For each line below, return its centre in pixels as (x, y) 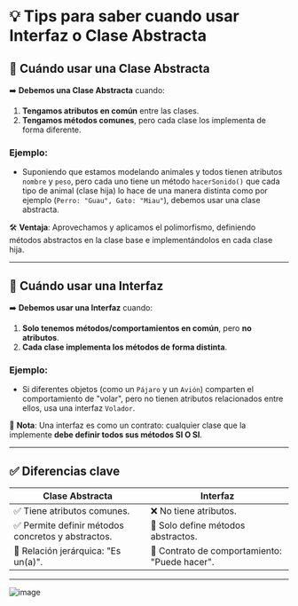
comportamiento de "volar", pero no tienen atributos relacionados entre (153, 399)
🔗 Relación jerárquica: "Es (67, 551)
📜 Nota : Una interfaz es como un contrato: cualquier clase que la (128, 425)
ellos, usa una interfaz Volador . (78, 408)
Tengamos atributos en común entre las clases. (110, 111)
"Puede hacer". (182, 563)
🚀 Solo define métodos (198, 525)
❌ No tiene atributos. (193, 511)
